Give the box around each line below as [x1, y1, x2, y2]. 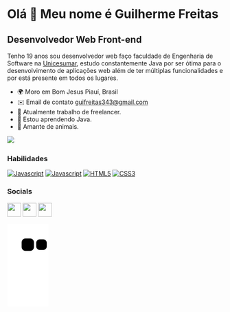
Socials [7, 187, 32, 196]
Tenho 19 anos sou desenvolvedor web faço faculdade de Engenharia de [7, 52, 214, 60]
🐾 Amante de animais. [16, 123, 79, 130]
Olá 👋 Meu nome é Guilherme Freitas [7, 6, 219, 22]
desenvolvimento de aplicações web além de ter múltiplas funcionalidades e [7, 67, 223, 74]
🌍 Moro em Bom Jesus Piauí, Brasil [16, 87, 118, 96]
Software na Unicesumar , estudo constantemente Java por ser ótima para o [7, 59, 222, 67]
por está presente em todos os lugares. [7, 74, 119, 82]
